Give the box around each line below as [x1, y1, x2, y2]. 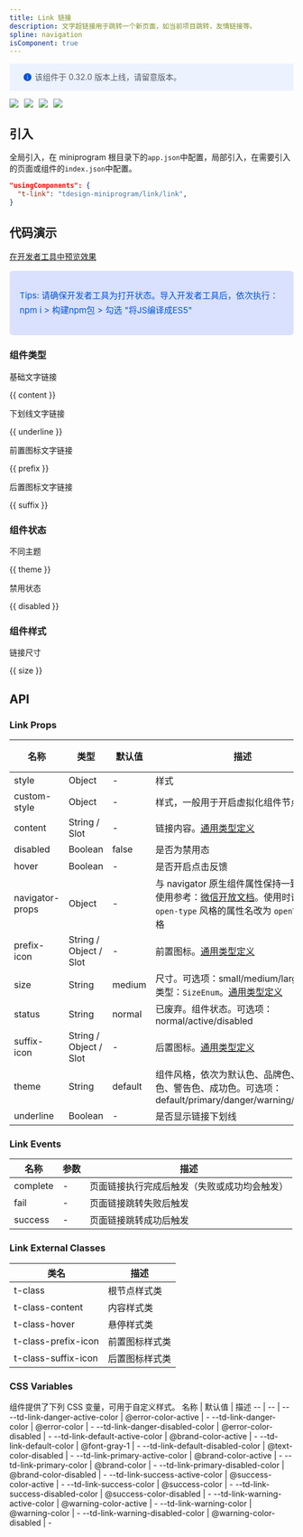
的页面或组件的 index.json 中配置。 [9, 164, 137, 174]
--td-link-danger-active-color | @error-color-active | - [9, 1411, 210, 1422]
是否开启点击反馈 [154, 860, 228, 873]
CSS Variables [9, 1380, 74, 1392]
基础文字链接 [9, 371, 57, 382]
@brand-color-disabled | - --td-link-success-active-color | [9, 1469, 228, 1480]
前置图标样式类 [107, 1335, 171, 1347]
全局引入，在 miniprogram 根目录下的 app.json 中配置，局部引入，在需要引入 [9, 152, 291, 163]
